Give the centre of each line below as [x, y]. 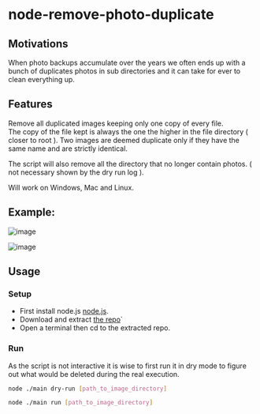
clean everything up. [41, 79]
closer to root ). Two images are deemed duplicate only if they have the [124, 140]
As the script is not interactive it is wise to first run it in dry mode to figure [127, 366]
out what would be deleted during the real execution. [94, 374]
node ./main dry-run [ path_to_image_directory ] [88, 389]
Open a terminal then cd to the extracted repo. [95, 328]
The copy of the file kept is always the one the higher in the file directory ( [128, 131]
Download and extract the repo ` [71, 320]
